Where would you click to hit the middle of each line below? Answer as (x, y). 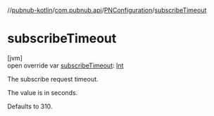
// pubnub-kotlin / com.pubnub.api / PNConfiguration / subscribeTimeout (107, 10)
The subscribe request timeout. (53, 79)
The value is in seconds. (43, 92)
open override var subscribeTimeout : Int (65, 65)
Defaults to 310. (30, 106)
